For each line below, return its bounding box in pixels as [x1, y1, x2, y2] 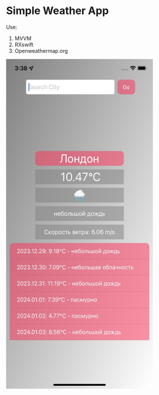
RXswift [14, 41, 33, 48]
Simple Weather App [6, 4, 109, 18]
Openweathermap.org [14, 47, 69, 54]
